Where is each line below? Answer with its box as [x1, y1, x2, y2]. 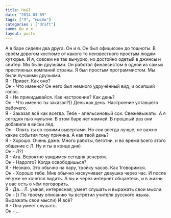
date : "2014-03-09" [5, 12, 47, 17]
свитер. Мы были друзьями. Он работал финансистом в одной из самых [5, 62, 163, 67]
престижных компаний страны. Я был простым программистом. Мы [5, 67, 156, 73]
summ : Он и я [5, 27, 33, 32]
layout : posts [5, 31, 36, 36]
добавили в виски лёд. [5, 121, 55, 127]
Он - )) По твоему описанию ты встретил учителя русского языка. [5, 192, 150, 198]
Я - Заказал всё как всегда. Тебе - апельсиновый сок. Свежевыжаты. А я [5, 110, 166, 116]
